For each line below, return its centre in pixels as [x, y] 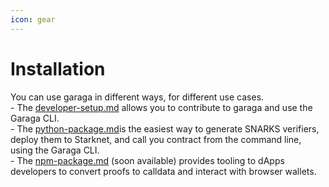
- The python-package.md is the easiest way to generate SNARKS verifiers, [165, 128]
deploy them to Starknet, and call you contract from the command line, [156, 139]
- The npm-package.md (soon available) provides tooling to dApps [147, 160]
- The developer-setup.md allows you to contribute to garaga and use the [161, 107]
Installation [58, 68]
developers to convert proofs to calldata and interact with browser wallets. [163, 171]
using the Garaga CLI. [55, 150]
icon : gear [33, 19]
